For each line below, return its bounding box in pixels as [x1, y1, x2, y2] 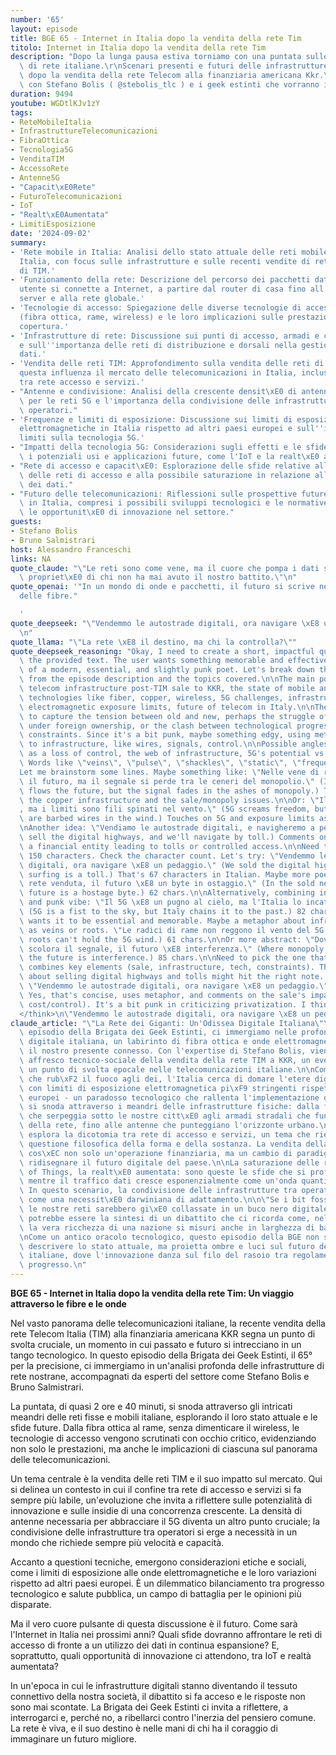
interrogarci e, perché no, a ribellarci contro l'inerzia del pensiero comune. [10, 1712, 317, 1723]
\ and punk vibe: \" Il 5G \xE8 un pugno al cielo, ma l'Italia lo [19, 897, 302, 908]
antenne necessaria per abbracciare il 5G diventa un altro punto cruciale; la [10, 1516, 321, 1527]
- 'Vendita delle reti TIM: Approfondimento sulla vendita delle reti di [10, 359, 325, 369]
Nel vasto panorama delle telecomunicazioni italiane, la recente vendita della [10, 1317, 326, 1329]
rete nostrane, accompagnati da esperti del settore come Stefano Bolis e [10, 1371, 310, 1382]
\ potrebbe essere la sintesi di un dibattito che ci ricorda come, [19, 1213, 311, 1223]
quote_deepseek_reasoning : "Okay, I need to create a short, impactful [10, 646, 315, 656]
